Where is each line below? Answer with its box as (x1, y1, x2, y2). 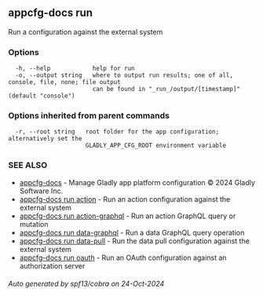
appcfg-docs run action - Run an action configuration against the (19, 194, 231, 203)
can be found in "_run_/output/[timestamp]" (92, 86, 241, 93)
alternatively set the (8, 135, 82, 143)
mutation (19, 219, 49, 228)
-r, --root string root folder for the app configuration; (15, 128, 220, 136)
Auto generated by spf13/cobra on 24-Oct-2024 (8, 279, 165, 289)
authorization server (19, 261, 86, 270)
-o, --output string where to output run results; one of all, (15, 71, 234, 79)
